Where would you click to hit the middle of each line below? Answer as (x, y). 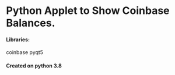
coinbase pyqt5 (25, 52)
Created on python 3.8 (34, 66)
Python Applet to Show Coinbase (88, 11)
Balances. (31, 23)
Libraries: (18, 40)
